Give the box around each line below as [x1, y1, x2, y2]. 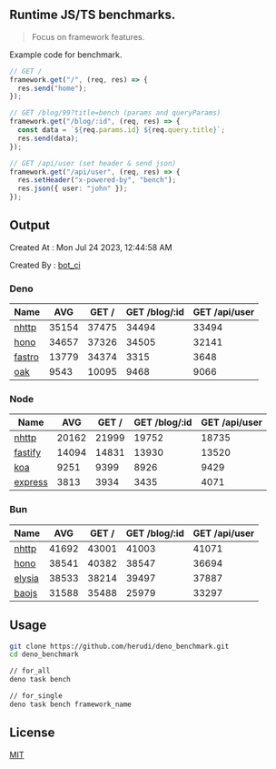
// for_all [9, 666, 51, 676]
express [14, 476, 48, 489]
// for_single [9, 692, 64, 701]
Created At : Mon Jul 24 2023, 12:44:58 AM [9, 241, 172, 253]
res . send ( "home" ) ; [17, 84, 88, 93]
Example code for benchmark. [9, 49, 123, 60]
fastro [14, 350, 39, 363]
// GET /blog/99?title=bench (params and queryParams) [9, 108, 222, 117]
